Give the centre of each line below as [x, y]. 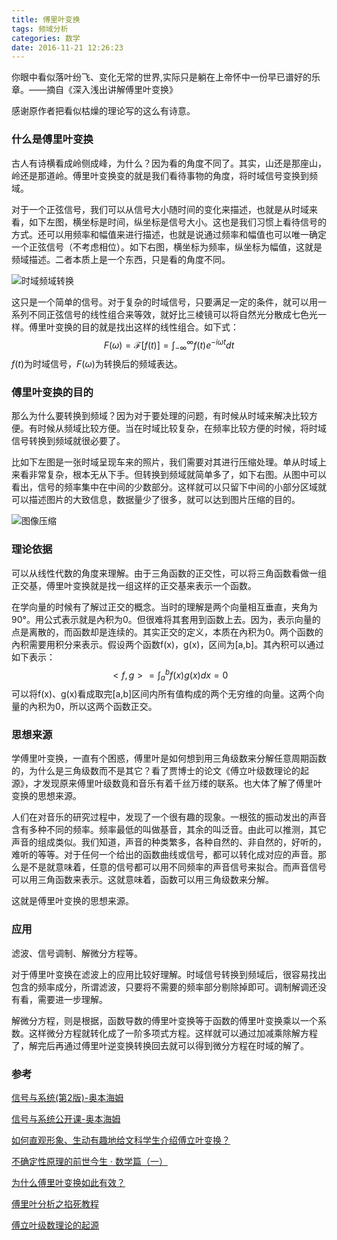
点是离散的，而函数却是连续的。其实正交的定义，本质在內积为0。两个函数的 [167, 632]
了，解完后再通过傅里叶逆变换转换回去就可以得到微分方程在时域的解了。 [160, 1045]
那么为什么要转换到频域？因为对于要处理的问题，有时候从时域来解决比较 [160, 416]
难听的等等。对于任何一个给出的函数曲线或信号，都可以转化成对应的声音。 [164, 855]
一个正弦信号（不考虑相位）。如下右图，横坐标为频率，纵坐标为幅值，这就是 [167, 247]
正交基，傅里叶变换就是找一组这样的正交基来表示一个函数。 [134, 585]
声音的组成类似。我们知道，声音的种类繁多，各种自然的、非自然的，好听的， [169, 842]
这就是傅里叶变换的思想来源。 [72, 901]
